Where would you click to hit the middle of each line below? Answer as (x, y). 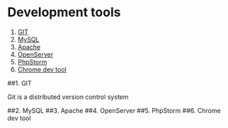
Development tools (64, 12)
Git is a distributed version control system (68, 97)
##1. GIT (19, 83)
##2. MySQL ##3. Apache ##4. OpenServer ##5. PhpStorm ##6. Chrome (114, 110)
